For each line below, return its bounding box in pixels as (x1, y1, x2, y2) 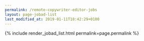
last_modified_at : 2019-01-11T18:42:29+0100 (5, 16, 100, 21)
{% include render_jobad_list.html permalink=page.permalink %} (5, 30, 139, 36)
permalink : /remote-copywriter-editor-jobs (5, 7, 98, 12)
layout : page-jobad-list (5, 12, 57, 17)
